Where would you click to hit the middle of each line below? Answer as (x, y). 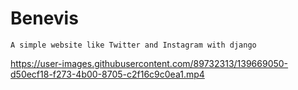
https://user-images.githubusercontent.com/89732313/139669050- (149, 63)
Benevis (44, 18)
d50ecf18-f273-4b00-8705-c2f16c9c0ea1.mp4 (107, 74)
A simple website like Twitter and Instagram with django (133, 45)
